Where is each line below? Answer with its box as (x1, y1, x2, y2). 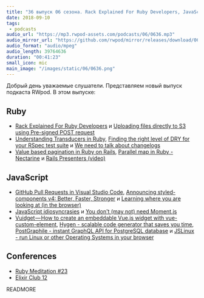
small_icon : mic (6, 60, 47, 66)
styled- (157, 189, 176, 195)
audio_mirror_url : (6, 37, 53, 43)
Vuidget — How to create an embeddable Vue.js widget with (15, 214, 165, 221)
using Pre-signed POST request (15, 129, 95, 136)
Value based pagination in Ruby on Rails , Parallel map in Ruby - (15, 148, 174, 156)
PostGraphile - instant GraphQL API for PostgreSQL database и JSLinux (15, 227, 194, 234)
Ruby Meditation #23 (15, 267, 68, 274)
